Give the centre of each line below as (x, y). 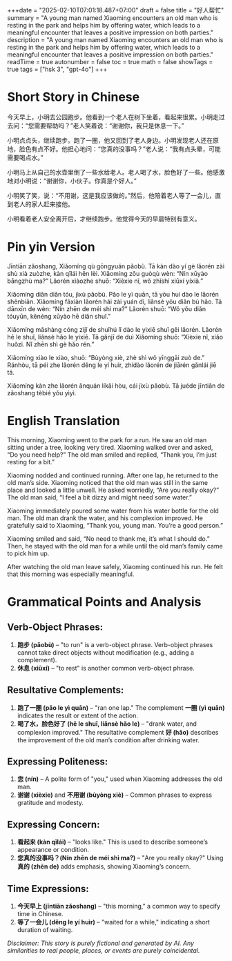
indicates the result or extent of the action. (78, 715)
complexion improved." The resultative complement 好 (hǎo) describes (118, 732)
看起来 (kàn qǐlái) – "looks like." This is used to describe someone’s (113, 842)
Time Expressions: (48, 889)
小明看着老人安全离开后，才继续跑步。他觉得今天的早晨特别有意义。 (104, 219)
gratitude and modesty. (50, 803)
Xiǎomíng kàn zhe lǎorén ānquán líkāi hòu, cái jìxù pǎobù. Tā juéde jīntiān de (116, 386)
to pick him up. (28, 553)
